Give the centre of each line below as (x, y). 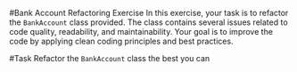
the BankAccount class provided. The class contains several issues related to (148, 22)
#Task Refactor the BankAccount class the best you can (110, 58)
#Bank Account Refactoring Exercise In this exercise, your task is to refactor (149, 13)
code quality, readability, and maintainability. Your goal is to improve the (141, 32)
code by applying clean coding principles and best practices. (121, 41)
